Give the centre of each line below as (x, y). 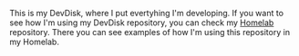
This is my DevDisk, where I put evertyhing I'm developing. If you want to (147, 13)
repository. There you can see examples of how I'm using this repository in (149, 32)
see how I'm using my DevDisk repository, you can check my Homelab (142, 23)
